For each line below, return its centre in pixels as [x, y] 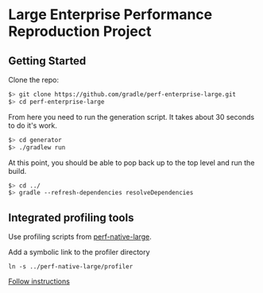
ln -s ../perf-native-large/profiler [71, 267]
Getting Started [47, 61]
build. [17, 171]
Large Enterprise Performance [110, 15]
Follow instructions [39, 281]
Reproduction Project [80, 31]
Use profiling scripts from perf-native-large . [80, 237]
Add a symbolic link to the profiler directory [79, 253]
